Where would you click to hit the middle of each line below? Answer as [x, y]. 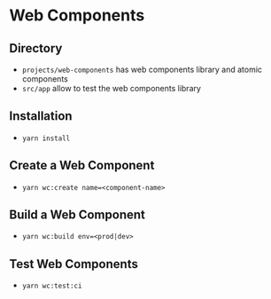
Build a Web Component [77, 215]
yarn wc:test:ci [52, 286]
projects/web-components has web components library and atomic [142, 69]
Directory [36, 48]
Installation [41, 116]
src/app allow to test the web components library [112, 88]
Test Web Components [74, 264]
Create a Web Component [82, 165]
